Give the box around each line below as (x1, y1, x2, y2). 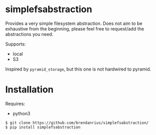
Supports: (5, 41, 26, 47)
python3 (12, 110, 30, 116)
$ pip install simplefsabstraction (5, 124, 81, 130)
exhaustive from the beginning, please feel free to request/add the (5, 25, 144, 31)
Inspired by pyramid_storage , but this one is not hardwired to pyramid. (5, 66, 151, 72)
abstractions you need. (5, 31, 53, 37)
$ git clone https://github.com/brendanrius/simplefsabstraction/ (5, 120, 149, 125)
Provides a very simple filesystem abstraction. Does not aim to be (5, 20, 143, 26)
